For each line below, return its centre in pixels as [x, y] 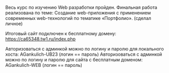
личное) [14, 23]
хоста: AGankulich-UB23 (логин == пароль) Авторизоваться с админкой [84, 54]
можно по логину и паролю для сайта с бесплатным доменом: [74, 60]
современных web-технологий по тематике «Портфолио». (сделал [78, 18]
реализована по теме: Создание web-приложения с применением [78, 13]
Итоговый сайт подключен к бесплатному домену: [61, 33]
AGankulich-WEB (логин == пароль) [44, 65]
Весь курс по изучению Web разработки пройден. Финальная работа [81, 7]
